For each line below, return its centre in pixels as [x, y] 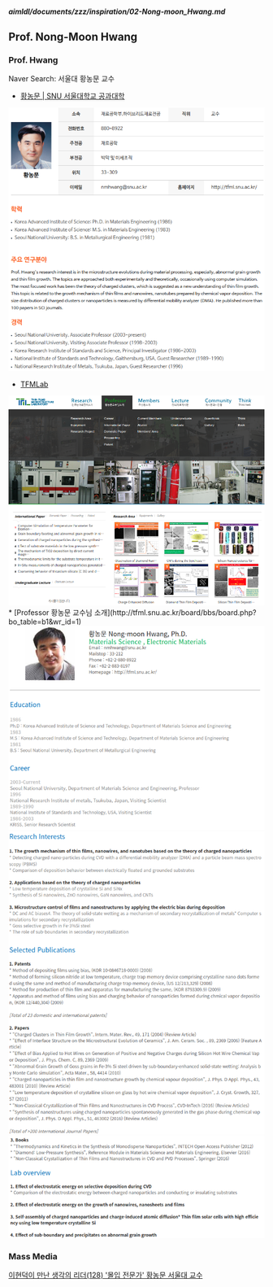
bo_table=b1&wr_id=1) [45, 622]
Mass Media [33, 1256]
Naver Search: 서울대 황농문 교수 [62, 79]
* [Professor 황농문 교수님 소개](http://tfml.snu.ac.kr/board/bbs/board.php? [132, 612]
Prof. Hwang [33, 59]
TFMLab [34, 384]
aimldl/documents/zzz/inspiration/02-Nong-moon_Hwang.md [117, 11]
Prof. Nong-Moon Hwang [73, 37]
